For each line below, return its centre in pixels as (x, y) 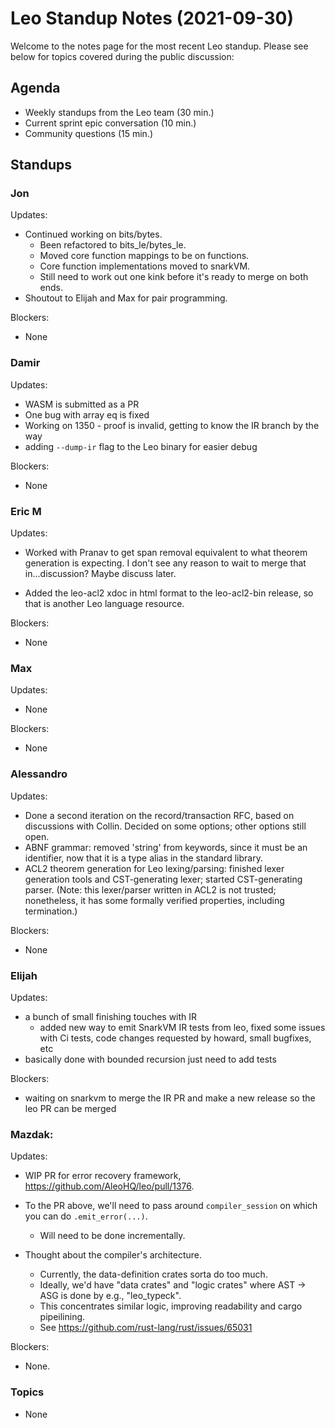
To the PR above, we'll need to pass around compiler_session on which (171, 1206)
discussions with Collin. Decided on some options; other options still (165, 826)
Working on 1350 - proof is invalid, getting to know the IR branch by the (172, 425)
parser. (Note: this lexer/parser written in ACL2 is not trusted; (150, 889)
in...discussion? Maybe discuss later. (100, 574)
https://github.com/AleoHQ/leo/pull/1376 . (109, 1186)
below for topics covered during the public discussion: (122, 56)
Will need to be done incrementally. (112, 1236)
